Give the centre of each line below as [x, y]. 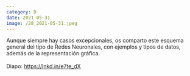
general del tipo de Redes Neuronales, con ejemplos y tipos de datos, [93, 47]
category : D [21, 12]
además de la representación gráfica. [53, 54]
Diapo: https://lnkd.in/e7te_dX [44, 66]
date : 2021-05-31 [28, 18]
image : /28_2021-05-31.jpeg [42, 23]
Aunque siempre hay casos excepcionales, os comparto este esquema [95, 41]
